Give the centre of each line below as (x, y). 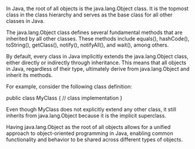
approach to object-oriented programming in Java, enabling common (90, 133)
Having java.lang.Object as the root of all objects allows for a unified (88, 127)
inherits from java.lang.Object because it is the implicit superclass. (86, 115)
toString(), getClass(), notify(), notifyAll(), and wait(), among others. (88, 45)
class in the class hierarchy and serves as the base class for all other (89, 15)
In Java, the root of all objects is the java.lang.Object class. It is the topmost (97, 9)
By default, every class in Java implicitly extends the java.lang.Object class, (97, 56)
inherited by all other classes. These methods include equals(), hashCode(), (98, 39)
